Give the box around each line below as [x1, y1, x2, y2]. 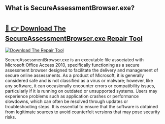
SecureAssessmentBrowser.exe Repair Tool [5, 34, 143, 43]
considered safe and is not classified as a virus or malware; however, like [5, 78, 154, 83]
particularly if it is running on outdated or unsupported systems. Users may [5, 88, 158, 94]
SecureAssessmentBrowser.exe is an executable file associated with [5, 57, 144, 63]
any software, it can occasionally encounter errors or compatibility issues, [5, 83, 156, 89]
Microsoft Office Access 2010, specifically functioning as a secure [5, 62, 139, 68]
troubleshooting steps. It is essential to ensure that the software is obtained [5, 104, 158, 109]
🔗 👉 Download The [5, 24, 66, 32]
